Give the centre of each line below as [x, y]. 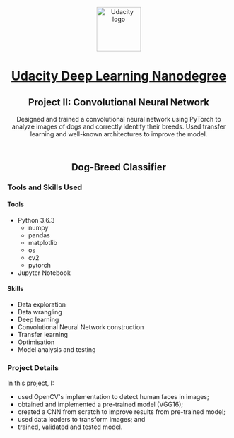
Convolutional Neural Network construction [81, 327]
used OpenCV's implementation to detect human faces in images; [113, 397]
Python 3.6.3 [36, 220]
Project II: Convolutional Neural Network [119, 102]
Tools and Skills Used [45, 187]
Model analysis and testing [57, 349]
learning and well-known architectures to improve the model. [119, 134]
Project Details [33, 367]
